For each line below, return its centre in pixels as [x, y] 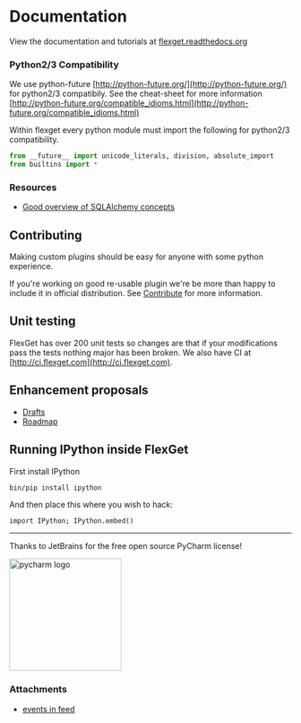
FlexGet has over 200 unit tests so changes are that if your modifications [143, 343]
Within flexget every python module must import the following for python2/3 [150, 130]
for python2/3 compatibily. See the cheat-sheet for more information [136, 94]
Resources [33, 187]
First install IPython [45, 471]
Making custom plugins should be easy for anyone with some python [137, 257]
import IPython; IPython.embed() [72, 521]
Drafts [34, 412]
